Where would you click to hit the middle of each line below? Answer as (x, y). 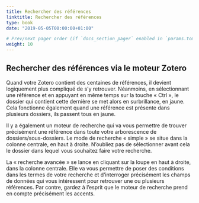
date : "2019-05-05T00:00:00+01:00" (50, 28)
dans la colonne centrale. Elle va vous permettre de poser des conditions (95, 168)
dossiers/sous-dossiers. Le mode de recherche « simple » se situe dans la (97, 138)
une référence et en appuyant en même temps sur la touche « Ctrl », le (93, 95)
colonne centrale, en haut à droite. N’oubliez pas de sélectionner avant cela (98, 144)
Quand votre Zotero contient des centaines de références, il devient (89, 82)
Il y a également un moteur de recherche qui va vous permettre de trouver (97, 125)
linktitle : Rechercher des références (54, 17)
